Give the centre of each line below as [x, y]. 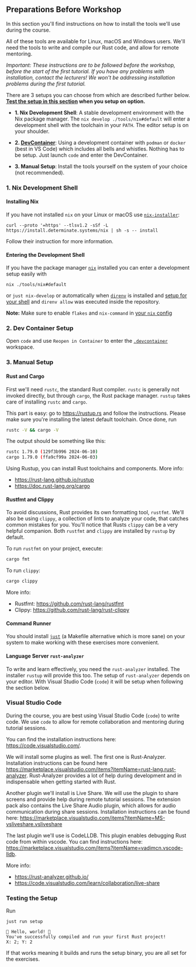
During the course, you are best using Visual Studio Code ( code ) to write [93, 715]
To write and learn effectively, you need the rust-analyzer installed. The [93, 669]
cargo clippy [22, 581]
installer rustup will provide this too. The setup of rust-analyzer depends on [98, 675]
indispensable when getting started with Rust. [61, 782]
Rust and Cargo [25, 376]
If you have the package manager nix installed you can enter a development [98, 268]
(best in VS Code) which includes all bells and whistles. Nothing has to [99, 149]
